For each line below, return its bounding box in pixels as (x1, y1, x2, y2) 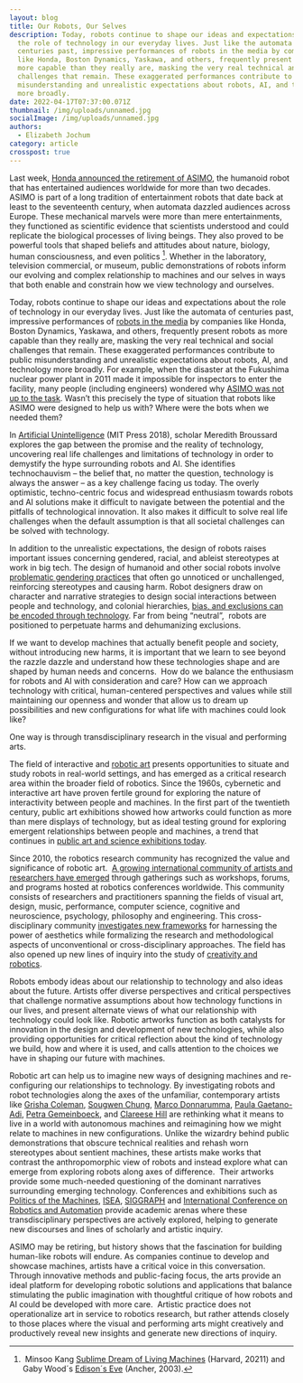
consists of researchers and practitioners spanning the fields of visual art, (9, 892, 284, 902)
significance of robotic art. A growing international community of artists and (9, 863, 293, 874)
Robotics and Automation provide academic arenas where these (9, 1205, 248, 1216)
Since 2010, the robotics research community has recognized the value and (9, 853, 290, 864)
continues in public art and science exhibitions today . (9, 836, 207, 846)
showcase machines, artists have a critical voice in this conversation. (9, 1261, 266, 1272)
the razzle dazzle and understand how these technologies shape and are (9, 657, 280, 668)
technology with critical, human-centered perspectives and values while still (9, 686, 293, 696)
